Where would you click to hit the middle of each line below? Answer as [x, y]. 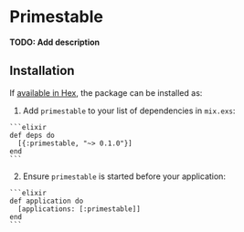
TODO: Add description [55, 42]
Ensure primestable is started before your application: [124, 176]
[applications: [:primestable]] [80, 209]
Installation [42, 71]
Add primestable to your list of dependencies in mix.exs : [129, 111]
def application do [47, 201]
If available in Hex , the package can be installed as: [106, 92]
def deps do [32, 135]
